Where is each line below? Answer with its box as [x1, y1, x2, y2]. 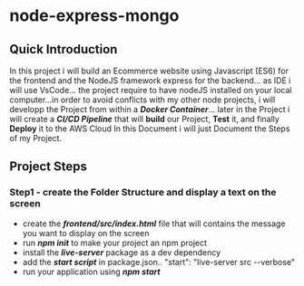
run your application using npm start [22, 266, 161, 277]
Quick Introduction [9, 42, 118, 57]
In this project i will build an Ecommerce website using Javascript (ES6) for [9, 65, 289, 76]
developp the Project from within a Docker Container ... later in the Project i [9, 104, 290, 114]
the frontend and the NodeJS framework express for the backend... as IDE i [9, 75, 291, 86]
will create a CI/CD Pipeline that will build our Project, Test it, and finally [9, 114, 279, 124]
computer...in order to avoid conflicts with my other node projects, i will [9, 94, 276, 105]
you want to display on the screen [22, 227, 150, 238]
